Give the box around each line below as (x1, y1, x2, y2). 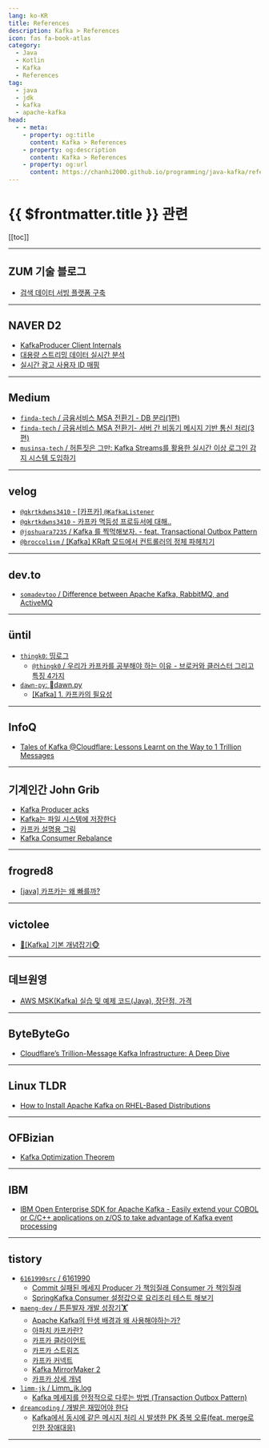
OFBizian (8, 1131, 54, 1144)
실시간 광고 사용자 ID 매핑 (19, 360, 100, 369)
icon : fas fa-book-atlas (8, 34, 91, 42)
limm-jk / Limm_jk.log (19, 1383, 92, 1393)
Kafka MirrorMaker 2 (31, 1364, 101, 1374)
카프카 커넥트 (31, 1355, 74, 1365)
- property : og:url (22, 161, 88, 169)
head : (8, 116, 26, 124)
